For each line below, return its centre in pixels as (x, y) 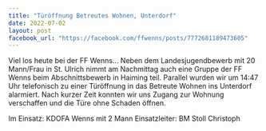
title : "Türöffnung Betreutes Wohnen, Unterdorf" (93, 16)
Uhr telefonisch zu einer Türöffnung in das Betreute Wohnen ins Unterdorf (130, 86)
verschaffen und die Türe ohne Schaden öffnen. (87, 103)
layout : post (30, 30)
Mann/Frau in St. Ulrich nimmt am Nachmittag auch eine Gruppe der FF (125, 69)
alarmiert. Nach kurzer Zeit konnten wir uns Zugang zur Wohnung (116, 95)
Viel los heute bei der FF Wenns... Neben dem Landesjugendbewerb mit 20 (132, 61)
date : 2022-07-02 (37, 23)
